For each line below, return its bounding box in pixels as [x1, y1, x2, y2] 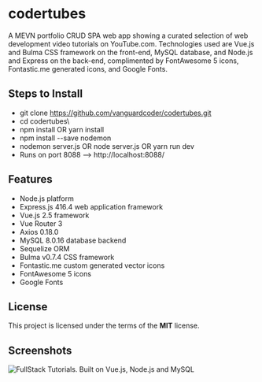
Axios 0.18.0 [19, 227, 59, 236]
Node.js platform [19, 194, 75, 203]
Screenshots [8, 343, 72, 357]
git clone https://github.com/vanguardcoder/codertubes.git [19, 108, 212, 117]
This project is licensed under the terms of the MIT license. [8, 321, 200, 331]
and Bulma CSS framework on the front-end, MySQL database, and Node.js [8, 47, 253, 57]
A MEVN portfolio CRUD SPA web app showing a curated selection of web [8, 31, 249, 40]
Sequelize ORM [19, 243, 70, 253]
